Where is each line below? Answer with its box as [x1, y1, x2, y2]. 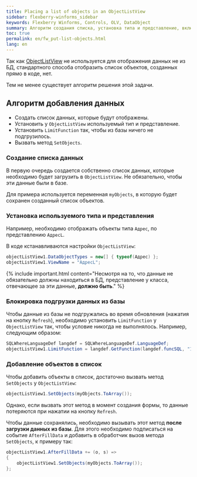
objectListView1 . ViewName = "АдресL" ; [6, 260, 101, 266]
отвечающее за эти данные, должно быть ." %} [6, 283, 125, 290]
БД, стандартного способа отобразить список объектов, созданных [6, 63, 178, 70]
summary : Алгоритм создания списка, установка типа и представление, [6, 25, 180, 31]
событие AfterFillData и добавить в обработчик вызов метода [6, 432, 164, 439]
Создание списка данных [6, 153, 84, 162]
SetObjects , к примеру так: [6, 438, 73, 445]
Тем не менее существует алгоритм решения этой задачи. [6, 81, 154, 88]
